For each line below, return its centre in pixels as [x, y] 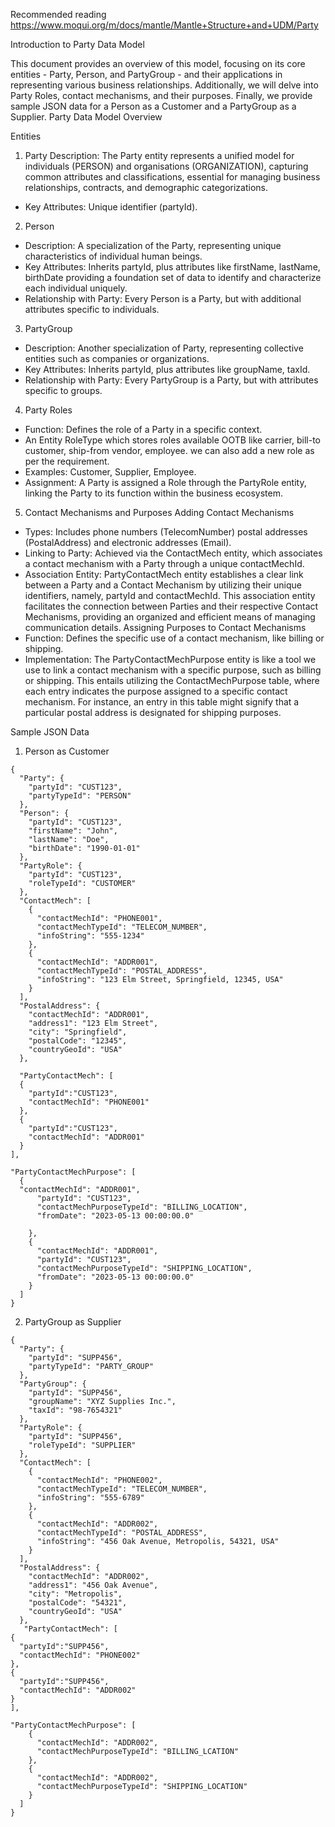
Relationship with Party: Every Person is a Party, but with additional [163, 298]
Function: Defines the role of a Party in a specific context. [143, 429]
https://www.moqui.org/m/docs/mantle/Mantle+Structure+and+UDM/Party [164, 25]
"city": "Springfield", [78, 1032]
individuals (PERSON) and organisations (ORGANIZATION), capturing [166, 166]
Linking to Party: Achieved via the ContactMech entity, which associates [173, 553]
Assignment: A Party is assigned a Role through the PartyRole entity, [165, 482]
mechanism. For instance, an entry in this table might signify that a [162, 702]
